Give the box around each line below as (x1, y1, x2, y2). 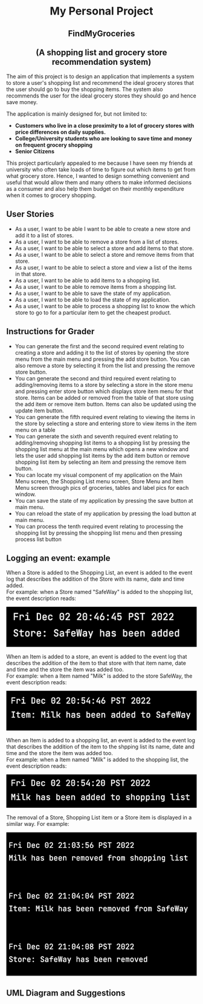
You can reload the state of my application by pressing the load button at (14, 510, 196, 517)
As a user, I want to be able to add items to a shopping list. (14, 277, 161, 284)
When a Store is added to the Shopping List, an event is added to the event (6, 569, 193, 576)
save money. (6, 99, 38, 105)
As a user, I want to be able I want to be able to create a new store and (14, 225, 191, 233)
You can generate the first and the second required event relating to (14, 342, 184, 349)
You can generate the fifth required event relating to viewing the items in (14, 413, 195, 420)
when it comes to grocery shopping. (6, 192, 97, 199)
